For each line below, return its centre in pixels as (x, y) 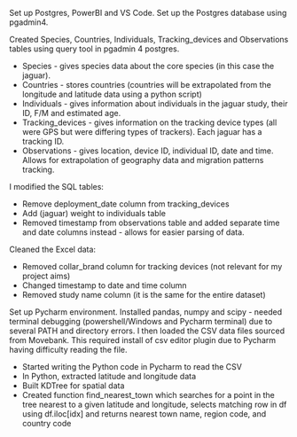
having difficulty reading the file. (68, 350)
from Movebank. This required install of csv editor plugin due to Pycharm (143, 340)
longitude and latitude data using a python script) (112, 94)
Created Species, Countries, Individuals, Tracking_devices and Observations (149, 39)
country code (47, 423)
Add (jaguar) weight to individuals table (94, 213)
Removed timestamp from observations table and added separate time (151, 222)
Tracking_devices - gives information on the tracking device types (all (149, 122)
